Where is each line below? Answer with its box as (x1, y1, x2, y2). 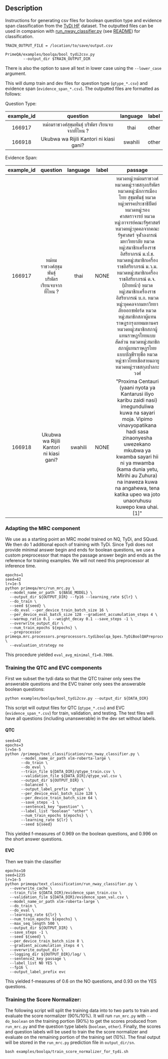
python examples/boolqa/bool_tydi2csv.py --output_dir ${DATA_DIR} (5, 696, 149, 701)
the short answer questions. (5, 836, 63, 842)
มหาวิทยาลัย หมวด (119, 238, 155, 245)
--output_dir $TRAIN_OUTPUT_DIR (23, 56, 91, 61)
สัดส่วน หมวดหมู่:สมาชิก (114, 338, 160, 345)
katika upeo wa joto (114, 491, 160, 498)
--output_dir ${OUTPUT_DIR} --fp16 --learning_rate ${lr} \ (9, 595, 137, 600)
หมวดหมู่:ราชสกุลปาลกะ (115, 363, 159, 370)
